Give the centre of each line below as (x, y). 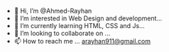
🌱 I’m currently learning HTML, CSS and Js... (80, 26)
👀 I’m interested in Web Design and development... (88, 18)
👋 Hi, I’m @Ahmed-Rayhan (53, 11)
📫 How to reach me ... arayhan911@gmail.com (82, 41)
